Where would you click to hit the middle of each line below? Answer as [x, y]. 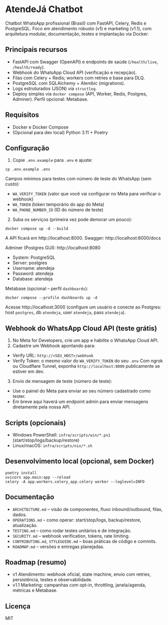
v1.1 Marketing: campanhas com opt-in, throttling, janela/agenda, [79, 585]
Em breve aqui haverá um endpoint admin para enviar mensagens [80, 402]
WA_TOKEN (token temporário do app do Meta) [58, 204]
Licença [18, 606]
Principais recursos [36, 49]
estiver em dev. [28, 372]
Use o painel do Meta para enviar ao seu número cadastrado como [81, 391]
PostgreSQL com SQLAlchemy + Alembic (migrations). [69, 83]
